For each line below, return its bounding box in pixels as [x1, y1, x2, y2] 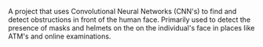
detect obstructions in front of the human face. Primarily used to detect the [8, 15, 251, 24]
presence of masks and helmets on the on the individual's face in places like [8, 23, 255, 32]
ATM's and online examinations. [8, 31, 111, 41]
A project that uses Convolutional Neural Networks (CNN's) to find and [8, 7, 237, 16]
